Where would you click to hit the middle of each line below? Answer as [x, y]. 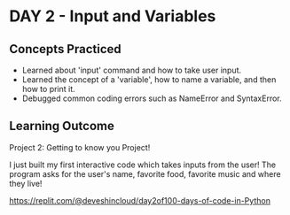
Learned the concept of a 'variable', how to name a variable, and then [149, 80]
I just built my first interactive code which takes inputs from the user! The [143, 165]
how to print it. [48, 89]
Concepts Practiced [65, 49]
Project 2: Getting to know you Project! [80, 147]
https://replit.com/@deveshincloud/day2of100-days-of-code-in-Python [140, 200]
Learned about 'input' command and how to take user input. [132, 70]
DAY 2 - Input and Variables [113, 16]
